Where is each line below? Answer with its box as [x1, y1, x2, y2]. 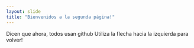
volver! [6, 36, 23, 43]
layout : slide [6, 8, 41, 15]
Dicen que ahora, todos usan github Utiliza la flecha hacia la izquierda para [6, 30, 189, 37]
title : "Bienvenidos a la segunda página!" [6, 14, 115, 20]
